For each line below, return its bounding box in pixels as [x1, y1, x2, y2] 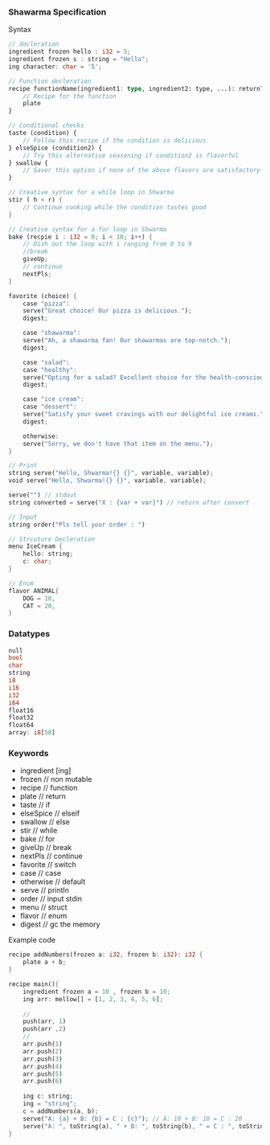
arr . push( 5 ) [22, 1069, 63, 1078]
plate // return [19, 791, 67, 801]
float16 [8, 706, 35, 714]
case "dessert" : [22, 403, 78, 411]
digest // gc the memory [19, 919, 100, 930]
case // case [19, 869, 62, 878]
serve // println [19, 885, 70, 895]
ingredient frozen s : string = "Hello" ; [8, 55, 149, 63]
